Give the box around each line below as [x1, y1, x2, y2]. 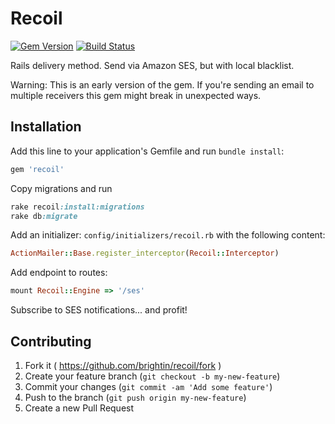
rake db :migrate [10, 211, 78, 221]
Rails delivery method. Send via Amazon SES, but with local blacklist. [10, 59, 295, 71]
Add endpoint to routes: [10, 267, 108, 279]
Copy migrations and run [10, 182, 113, 194]
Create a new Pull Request [24, 402, 135, 414]
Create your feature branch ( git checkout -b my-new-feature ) [24, 370, 281, 382]
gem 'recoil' [10, 164, 65, 174]
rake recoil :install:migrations [10, 202, 145, 212]
